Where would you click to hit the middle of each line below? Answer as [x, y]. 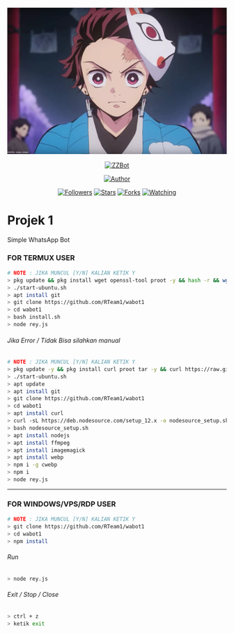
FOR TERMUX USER [41, 257]
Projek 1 [30, 220]
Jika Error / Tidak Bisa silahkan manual [64, 340]
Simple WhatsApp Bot [39, 239]
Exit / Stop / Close [33, 595]
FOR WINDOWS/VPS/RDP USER [62, 504]
